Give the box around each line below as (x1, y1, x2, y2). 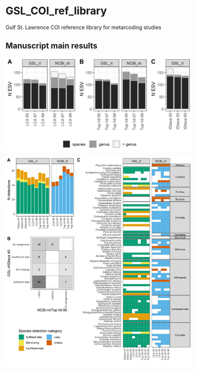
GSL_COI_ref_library (5, 4, 107, 18)
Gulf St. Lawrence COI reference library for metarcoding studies (5, 24, 162, 31)
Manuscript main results (5, 41, 98, 51)
